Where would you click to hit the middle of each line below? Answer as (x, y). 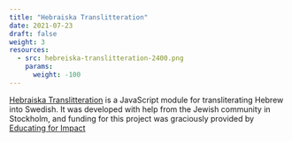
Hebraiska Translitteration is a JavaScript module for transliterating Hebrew (146, 100)
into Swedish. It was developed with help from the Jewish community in (140, 109)
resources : (29, 50)
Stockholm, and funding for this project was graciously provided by (132, 118)
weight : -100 (57, 75)
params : (39, 67)
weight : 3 (27, 42)
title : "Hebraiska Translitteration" (79, 17)
